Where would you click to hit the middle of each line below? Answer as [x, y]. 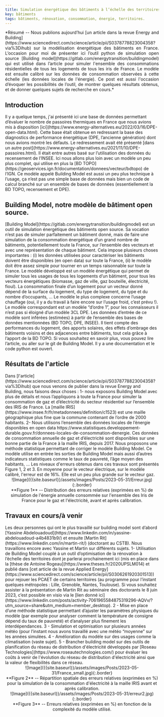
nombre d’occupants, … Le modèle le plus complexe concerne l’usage [75, 297]
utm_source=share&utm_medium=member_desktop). [59, 605]
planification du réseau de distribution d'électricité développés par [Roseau [81, 647]
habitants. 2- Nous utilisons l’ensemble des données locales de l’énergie [78, 422]
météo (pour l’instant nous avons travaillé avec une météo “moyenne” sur [79, 631]
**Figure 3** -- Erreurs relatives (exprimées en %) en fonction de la [82, 704]
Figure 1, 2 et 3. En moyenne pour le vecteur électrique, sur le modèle [75, 469]
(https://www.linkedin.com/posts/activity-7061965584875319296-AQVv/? [79, 600]
